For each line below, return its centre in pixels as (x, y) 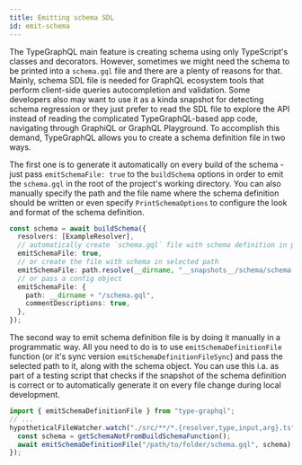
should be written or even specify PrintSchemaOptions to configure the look (148, 202)
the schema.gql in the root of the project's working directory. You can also (145, 183)
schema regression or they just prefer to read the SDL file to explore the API (150, 109)
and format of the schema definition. (77, 212)
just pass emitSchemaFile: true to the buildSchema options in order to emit (147, 174)
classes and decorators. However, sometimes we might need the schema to (150, 61)
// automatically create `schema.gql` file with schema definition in (152, 245)
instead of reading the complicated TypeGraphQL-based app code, (133, 118)
